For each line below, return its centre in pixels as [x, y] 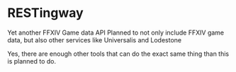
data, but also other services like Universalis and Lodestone [95, 40]
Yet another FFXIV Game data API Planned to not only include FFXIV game [116, 32]
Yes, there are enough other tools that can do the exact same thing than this [118, 54]
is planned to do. [32, 61]
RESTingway [45, 13]
